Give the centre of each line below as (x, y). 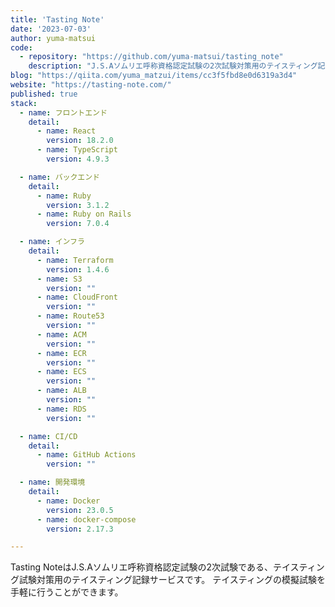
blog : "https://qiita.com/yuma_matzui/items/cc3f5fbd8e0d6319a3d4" (154, 76)
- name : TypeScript (77, 150)
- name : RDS (61, 409)
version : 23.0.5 (80, 510)
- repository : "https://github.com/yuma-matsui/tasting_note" (151, 57)
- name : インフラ (52, 242)
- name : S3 (59, 279)
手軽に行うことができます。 (67, 592)
